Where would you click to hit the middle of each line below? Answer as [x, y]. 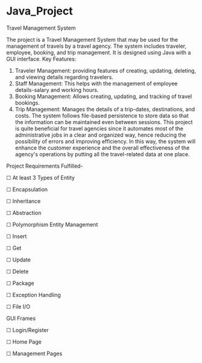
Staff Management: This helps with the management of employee [96, 83]
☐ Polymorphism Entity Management [52, 224]
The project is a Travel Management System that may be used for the [92, 39]
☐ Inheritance [24, 201]
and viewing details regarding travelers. [64, 77]
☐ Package [20, 283]
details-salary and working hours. [57, 90]
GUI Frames [21, 318]
